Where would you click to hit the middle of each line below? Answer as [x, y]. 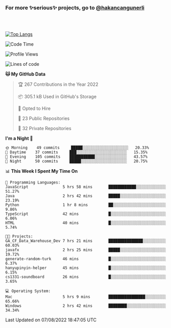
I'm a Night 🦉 [19, 138]
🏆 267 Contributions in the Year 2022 [58, 84]
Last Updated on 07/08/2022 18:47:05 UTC [51, 320]
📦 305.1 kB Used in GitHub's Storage [57, 97]
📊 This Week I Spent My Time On [41, 171]
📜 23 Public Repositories [44, 119]
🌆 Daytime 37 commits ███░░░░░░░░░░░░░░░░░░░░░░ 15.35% [76, 152]
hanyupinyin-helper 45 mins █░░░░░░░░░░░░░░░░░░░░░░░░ [86, 268]
